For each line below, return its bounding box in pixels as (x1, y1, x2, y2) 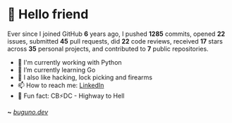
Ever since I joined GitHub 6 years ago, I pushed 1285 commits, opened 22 (7, 30, 226, 38)
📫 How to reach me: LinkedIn (17, 81, 104, 89)
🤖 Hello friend (7, 6, 89, 22)
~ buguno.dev (7, 108, 49, 116)
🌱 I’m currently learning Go (17, 65, 96, 74)
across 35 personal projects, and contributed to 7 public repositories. (7, 44, 209, 53)
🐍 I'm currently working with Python (17, 58, 122, 66)
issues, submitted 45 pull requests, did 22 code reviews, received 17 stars (7, 37, 224, 45)
